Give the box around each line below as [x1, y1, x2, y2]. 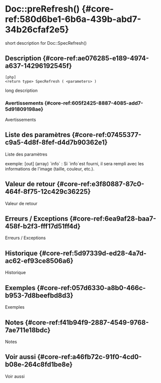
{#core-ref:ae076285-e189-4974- [42, 54, 149, 63]
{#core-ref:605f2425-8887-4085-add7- [44, 100, 143, 106]
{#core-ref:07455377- [72, 131, 142, 139]
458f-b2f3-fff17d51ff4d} [5, 222, 81, 230]
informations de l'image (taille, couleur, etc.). [5, 166, 95, 172]
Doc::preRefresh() [5, 3, 80, 15]
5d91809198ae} [5, 105, 44, 112]
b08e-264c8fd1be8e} [5, 361, 73, 369]
